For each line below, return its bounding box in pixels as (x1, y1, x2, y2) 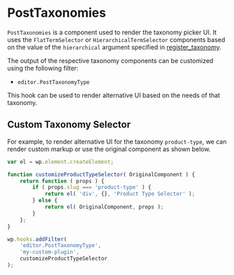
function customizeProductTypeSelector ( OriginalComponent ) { (7, 171, 196, 178)
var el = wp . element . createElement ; (7, 158, 114, 165)
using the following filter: (7, 64, 79, 72)
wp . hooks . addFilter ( (7, 236, 68, 243)
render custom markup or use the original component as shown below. (7, 145, 211, 153)
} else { (32, 197, 58, 204)
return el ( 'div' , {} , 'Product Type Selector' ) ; (44, 190, 196, 197)
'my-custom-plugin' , (20, 248, 80, 256)
